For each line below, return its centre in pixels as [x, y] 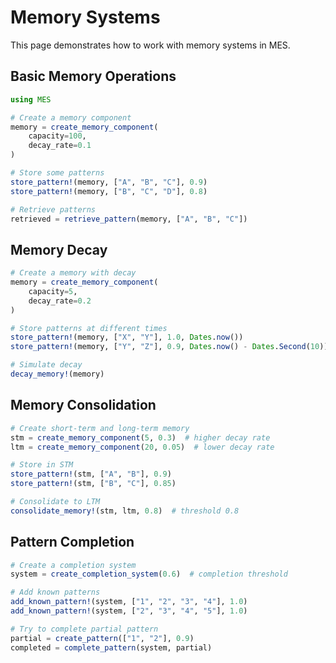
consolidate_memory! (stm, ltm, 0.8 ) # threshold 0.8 [125, 511]
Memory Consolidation [83, 405]
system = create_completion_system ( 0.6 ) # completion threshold [149, 574]
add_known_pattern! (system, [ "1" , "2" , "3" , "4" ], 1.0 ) [129, 602]
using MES [31, 99]
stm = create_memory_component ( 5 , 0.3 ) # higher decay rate [140, 437]
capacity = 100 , [57, 136]
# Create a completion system [73, 565]
